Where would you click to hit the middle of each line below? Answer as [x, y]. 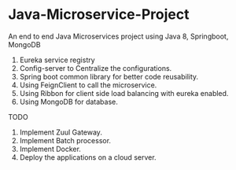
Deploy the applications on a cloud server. [88, 157]
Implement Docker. [50, 149]
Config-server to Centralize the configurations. [96, 68]
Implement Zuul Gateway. [61, 132]
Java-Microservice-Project [99, 15]
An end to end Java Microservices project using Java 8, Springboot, [118, 36]
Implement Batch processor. [65, 140]
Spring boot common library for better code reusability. [109, 76]
